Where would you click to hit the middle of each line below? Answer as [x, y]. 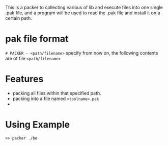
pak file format [37, 39]
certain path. [19, 18]
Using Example [38, 125]
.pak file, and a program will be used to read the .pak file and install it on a [83, 13]
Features [24, 79]
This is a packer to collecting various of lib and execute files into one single [84, 7]
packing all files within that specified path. [57, 93]
